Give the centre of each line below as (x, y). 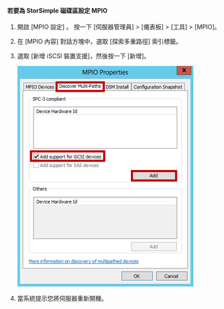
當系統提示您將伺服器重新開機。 (62, 299)
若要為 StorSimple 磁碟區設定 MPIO (57, 10)
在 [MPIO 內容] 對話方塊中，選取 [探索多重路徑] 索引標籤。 (99, 42)
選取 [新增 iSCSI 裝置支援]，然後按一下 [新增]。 (84, 56)
